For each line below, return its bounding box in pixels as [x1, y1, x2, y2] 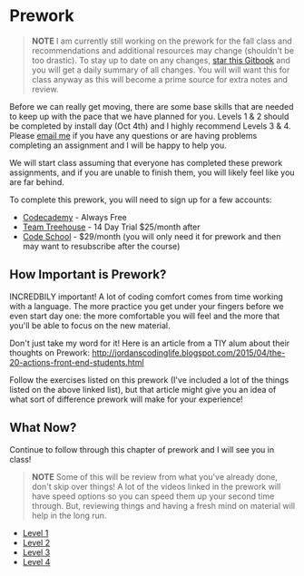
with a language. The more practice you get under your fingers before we [9, 300, 284, 311]
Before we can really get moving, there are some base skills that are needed [9, 101, 294, 112]
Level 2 [22, 537, 51, 548]
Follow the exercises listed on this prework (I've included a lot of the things [9, 374, 289, 386]
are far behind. [9, 176, 65, 187]
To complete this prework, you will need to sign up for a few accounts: [9, 194, 272, 205]
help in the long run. [31, 510, 107, 521]
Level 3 [22, 546, 51, 558]
